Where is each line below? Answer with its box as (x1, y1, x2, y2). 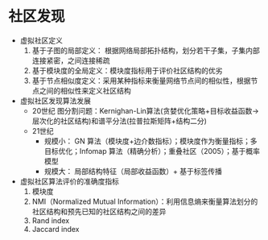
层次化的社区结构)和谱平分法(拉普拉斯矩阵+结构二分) (31, 116, 208, 126)
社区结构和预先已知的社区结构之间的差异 (31, 206, 167, 216)
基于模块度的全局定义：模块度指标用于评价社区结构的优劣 (31, 65, 223, 75)
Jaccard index (31, 224, 80, 234)
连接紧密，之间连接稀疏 (31, 56, 110, 65)
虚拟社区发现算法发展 (19, 96, 91, 106)
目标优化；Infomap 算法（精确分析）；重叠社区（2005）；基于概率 (43, 146, 260, 155)
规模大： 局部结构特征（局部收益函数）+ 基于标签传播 (43, 166, 223, 176)
